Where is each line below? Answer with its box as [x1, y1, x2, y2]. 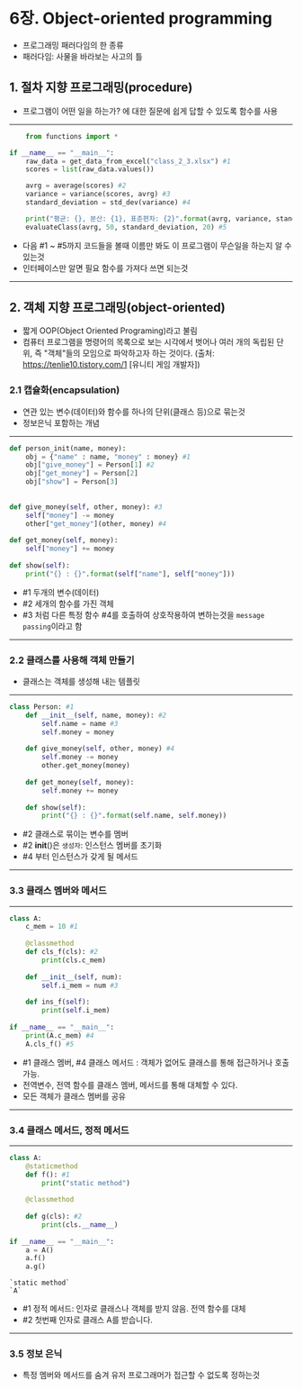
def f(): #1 [25, 1170, 70, 1179]
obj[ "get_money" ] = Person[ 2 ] [25, 469, 139, 478]
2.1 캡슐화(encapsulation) [9, 384, 120, 396]
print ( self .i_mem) [41, 1006, 111, 1015]
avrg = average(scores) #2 [25, 181, 127, 190]
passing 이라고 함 [22, 621, 83, 631]
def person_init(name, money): [9, 443, 127, 453]
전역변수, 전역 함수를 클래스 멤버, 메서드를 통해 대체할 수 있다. [22, 1079, 238, 1090]
